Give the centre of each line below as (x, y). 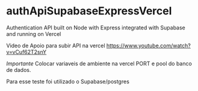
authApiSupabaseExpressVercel (89, 11)
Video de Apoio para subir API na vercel (56, 45)
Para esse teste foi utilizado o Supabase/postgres (68, 81)
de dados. (19, 69)
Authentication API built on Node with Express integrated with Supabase (96, 28)
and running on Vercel (34, 34)
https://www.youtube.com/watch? (148, 45)
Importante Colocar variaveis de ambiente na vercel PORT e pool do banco (99, 63)
